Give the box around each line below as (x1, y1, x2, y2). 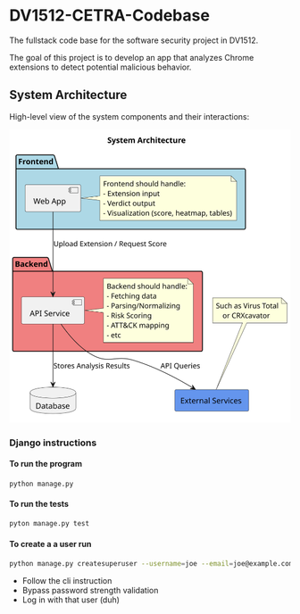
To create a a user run (9, 538, 92, 549)
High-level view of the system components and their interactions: (9, 111, 250, 121)
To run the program (9, 459, 83, 469)
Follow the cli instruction (21, 576, 112, 586)
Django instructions (9, 436, 97, 449)
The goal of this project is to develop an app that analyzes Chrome (9, 52, 254, 62)
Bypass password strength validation (21, 585, 159, 596)
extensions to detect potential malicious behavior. (9, 62, 192, 72)
